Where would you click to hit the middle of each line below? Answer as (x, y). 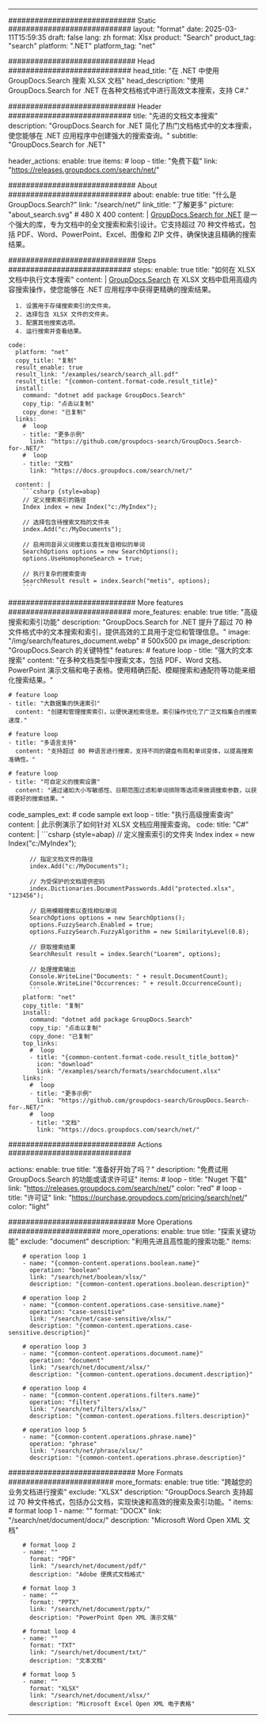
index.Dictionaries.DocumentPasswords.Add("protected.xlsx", (132, 888)
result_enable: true (49, 368)
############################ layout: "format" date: (106, 29)
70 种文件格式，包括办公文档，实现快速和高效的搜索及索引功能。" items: (135, 1502)
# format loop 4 (49, 1632)
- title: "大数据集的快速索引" (54, 703)
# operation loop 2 (55, 1298)
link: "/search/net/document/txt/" (88, 1652)
